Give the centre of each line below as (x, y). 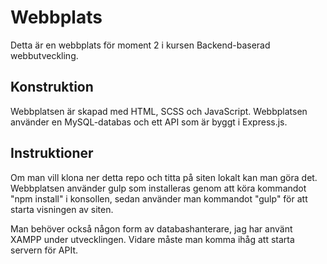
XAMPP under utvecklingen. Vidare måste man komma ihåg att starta (152, 239)
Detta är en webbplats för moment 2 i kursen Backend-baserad (140, 45)
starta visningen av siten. (62, 209)
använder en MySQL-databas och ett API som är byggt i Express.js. (149, 122)
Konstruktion (52, 87)
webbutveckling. (44, 55)
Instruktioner (52, 153)
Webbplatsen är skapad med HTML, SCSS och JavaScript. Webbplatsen (159, 111)
